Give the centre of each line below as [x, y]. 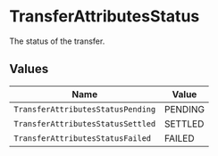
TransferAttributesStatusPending [85, 109]
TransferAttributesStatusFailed [83, 138]
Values [29, 69]
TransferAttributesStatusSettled [85, 123]
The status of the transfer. [57, 41]
